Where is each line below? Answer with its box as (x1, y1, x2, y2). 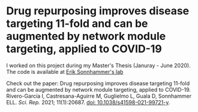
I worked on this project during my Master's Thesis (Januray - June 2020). (6, 61, 191, 69)
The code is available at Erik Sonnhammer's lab (6, 68, 124, 75)
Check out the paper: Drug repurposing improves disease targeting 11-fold (6, 79, 190, 87)
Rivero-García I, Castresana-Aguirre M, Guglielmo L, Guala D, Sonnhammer (6, 92, 192, 99)
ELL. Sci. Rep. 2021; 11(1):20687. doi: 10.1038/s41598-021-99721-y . (6, 98, 170, 105)
